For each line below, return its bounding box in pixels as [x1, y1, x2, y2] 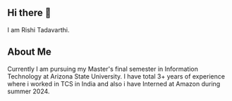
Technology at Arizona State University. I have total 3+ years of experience [7, 72, 226, 81]
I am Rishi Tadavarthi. [7, 25, 70, 34]
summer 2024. [7, 87, 50, 95]
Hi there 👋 [7, 7, 51, 19]
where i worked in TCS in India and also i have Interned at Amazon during [7, 79, 221, 88]
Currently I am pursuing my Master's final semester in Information [7, 65, 199, 73]
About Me [7, 46, 51, 58]
